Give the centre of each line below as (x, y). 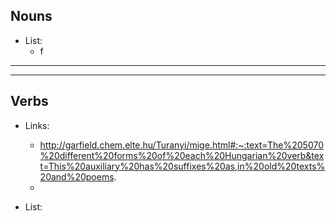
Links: (37, 125)
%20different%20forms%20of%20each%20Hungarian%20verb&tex (182, 155)
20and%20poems (77, 176)
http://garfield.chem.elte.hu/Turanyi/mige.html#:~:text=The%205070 (181, 145)
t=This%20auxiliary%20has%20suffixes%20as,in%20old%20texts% (182, 166)
